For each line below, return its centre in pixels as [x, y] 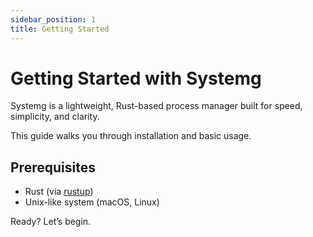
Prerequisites [53, 167]
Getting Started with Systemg [136, 78]
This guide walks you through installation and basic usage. [131, 136]
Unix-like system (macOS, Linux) [92, 202]
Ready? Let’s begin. [51, 222]
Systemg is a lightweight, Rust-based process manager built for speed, [156, 106]
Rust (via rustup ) [59, 192]
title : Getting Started [60, 29]
